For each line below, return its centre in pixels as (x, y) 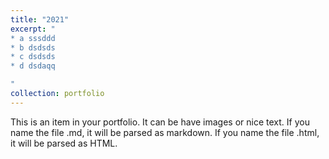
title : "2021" (40, 19)
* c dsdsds (33, 57)
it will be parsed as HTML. (64, 143)
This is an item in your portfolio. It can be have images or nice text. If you (160, 122)
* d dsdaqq (33, 66)
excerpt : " (33, 29)
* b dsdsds (33, 47)
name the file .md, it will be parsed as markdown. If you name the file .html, (165, 132)
